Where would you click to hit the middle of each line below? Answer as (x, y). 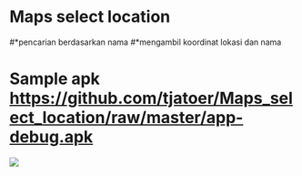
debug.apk (51, 137)
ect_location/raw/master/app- (126, 118)
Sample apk (55, 79)
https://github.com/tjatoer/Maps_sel (151, 98)
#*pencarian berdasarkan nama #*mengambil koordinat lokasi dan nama (146, 42)
